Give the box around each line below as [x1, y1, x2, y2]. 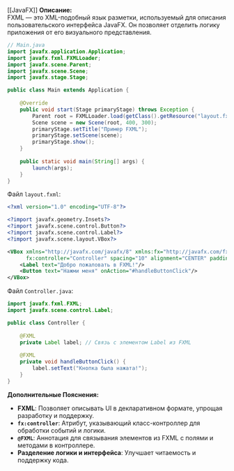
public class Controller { [7, 319, 86, 327]
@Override [19, 100, 49, 107]
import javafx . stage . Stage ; [7, 74, 89, 81]
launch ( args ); [32, 164, 73, 172]
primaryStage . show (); [32, 139, 95, 146]
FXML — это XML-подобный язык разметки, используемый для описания [7, 13, 226, 22]
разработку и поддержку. [17, 411, 95, 419]
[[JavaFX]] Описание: [7, 6, 72, 14]
